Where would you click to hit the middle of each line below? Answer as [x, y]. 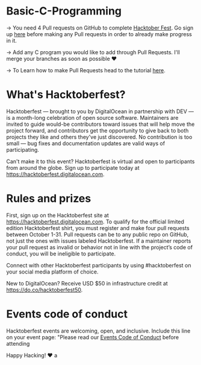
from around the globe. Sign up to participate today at [73, 167]
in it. [11, 40]
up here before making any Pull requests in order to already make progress [99, 34]
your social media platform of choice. [52, 272]
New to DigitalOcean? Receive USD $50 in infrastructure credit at [87, 283]
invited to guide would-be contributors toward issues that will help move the [100, 124]
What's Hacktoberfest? [66, 95]
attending [18, 343]
